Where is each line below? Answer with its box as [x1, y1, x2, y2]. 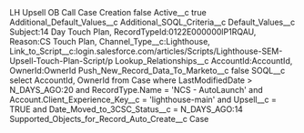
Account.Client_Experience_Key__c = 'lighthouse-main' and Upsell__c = [9, 94, 278, 105]
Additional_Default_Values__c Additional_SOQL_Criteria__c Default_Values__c [9, 16, 296, 27]
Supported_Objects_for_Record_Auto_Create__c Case [9, 114, 209, 124]
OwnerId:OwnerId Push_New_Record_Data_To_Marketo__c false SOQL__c [9, 66, 286, 76]
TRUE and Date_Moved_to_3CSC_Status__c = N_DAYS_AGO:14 [9, 104, 244, 115]
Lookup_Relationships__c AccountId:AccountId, [115, 56, 293, 66]
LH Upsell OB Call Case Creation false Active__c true [9, 7, 207, 17]
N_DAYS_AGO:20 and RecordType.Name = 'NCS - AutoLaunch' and [9, 85, 264, 95]
